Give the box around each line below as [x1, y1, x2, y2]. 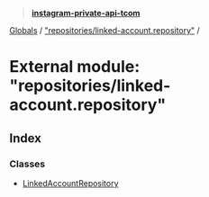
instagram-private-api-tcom [31, 8, 141, 18]
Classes [9, 157, 46, 170]
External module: [9, 57, 141, 77]
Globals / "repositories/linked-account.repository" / [9, 25, 200, 35]
